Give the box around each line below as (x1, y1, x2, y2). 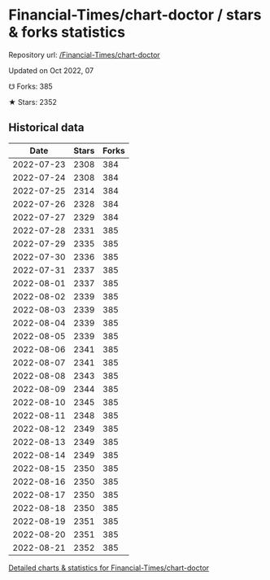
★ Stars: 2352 (8, 97, 57, 107)
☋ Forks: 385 (8, 81, 53, 91)
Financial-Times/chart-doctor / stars (8, 6, 262, 24)
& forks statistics (8, 23, 126, 41)
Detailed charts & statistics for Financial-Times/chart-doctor (8, 563, 210, 573)
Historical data (8, 120, 85, 135)
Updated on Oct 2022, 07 (8, 65, 94, 75)
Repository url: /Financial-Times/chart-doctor (8, 50, 160, 59)
